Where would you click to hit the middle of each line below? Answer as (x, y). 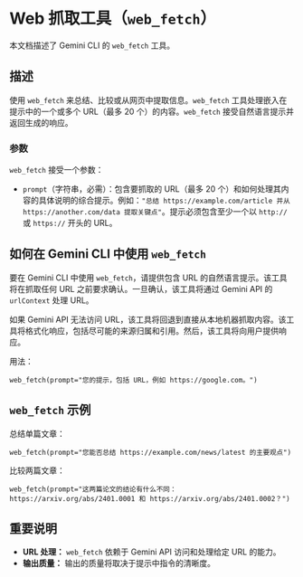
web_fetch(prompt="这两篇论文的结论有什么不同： (93, 489)
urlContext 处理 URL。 (52, 300)
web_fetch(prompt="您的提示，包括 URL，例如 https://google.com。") (133, 380)
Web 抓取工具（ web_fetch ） (113, 19)
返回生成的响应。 (41, 122)
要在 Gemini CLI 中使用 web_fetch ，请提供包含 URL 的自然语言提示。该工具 (148, 278)
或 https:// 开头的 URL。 (70, 223)
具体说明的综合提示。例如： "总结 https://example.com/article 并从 (165, 201)
